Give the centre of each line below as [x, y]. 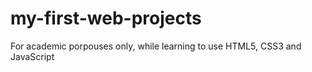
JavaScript [32, 56]
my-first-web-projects [106, 18]
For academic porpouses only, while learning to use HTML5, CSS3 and [156, 46]
